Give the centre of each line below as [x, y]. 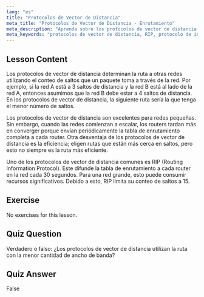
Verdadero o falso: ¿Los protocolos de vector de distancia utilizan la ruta [97, 248]
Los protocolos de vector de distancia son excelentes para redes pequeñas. [101, 118]
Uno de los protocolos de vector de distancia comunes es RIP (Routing [95, 162]
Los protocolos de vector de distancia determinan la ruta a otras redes [94, 73]
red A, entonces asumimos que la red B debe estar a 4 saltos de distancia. [99, 93]
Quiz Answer [31, 274]
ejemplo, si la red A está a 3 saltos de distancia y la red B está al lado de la [99, 86]
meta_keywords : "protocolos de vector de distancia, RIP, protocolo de [99, 35]
